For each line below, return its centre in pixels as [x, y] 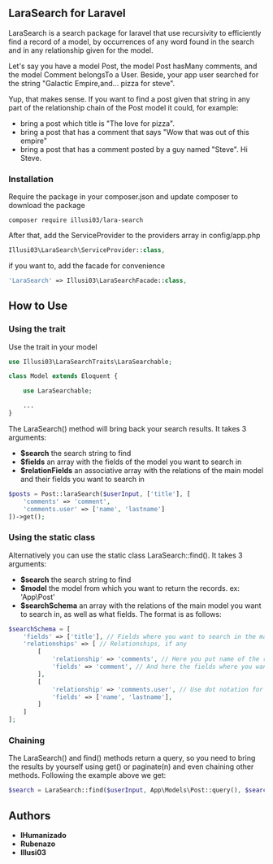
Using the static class [52, 537]
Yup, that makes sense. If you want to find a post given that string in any [129, 99]
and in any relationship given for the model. [81, 50]
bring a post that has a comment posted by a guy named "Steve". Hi [134, 149]
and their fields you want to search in [82, 479]
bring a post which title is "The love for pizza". [97, 123]
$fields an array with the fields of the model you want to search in [131, 462]
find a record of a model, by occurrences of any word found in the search [131, 41]
